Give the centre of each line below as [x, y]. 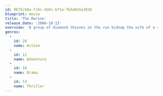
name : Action [27, 46]
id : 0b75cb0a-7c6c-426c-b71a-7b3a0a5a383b [49, 9]
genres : [13, 32]
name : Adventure [30, 59]
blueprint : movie [23, 14]
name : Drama [26, 73]
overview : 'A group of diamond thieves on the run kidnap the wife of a [80, 28]
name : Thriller [29, 86]
